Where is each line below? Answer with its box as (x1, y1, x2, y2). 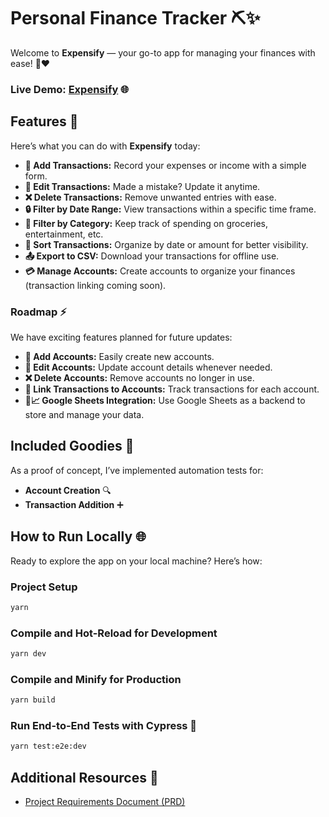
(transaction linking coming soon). (24, 279, 167, 291)
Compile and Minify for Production (10, 672, 182, 686)
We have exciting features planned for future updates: (10, 331, 233, 343)
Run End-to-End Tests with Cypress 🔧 (10, 719, 198, 733)
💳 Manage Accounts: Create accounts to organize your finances (24, 265, 296, 277)
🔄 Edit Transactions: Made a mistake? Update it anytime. (24, 180, 261, 192)
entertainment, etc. (24, 228, 104, 240)
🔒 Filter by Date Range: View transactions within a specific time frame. (24, 203, 317, 215)
